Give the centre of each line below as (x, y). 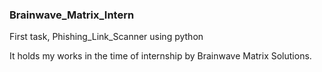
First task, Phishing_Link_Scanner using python (106, 37)
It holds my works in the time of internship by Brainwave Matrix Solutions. (160, 56)
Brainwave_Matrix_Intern (72, 15)
